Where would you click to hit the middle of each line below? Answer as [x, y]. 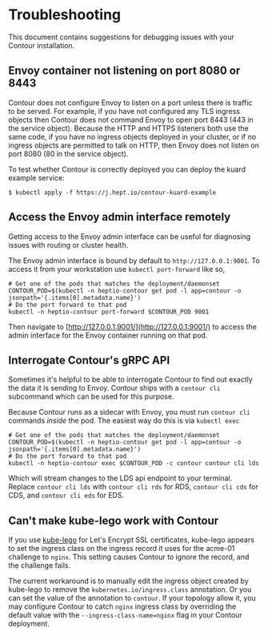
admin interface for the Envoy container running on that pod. [108, 335]
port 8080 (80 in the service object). [68, 153]
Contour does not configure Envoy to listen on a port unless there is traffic [130, 103]
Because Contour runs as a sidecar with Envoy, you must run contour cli [129, 412]
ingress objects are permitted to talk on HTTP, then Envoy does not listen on [134, 145]
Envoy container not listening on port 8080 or [124, 71]
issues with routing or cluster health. [68, 245]
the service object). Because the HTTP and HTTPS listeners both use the [129, 128]
